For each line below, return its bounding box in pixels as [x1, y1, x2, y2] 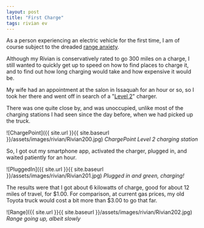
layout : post [6, 9, 40, 15]
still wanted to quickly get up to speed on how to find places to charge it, [6, 61, 189, 69]
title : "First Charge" [6, 15, 64, 21]
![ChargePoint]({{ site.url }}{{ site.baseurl [6, 129, 110, 137]
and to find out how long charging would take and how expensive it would [6, 68, 192, 75]
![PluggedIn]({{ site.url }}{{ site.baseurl [6, 165, 104, 173]
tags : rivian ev [6, 20, 47, 26]
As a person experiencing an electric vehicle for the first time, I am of [6, 37, 180, 44]
